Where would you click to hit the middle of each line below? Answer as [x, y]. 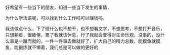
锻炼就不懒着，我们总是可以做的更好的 [58, 47]
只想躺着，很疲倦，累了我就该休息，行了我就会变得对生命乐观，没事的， [80, 35]
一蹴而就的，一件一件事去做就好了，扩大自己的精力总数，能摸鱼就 [87, 41]
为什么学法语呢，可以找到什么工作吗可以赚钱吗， [56, 18]
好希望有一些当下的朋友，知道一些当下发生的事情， [58, 7]
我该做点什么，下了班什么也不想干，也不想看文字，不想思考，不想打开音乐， [85, 28]
